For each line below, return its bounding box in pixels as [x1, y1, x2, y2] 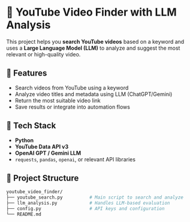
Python [14, 136, 34, 143]
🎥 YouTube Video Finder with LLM [6, 5, 177, 19]
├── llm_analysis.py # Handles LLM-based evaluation [6, 200, 170, 206]
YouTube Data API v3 [14, 143, 69, 150]
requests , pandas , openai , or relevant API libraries [14, 155, 136, 163]
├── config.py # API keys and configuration [6, 206, 165, 212]
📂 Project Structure [6, 173, 79, 183]
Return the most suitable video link [14, 97, 101, 104]
